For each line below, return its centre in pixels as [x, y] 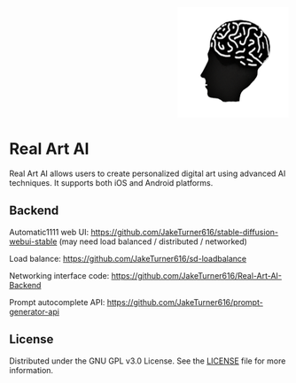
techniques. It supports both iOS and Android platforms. [111, 182]
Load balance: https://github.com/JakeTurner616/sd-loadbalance [128, 258]
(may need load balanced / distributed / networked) [153, 241]
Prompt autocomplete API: [57, 302]
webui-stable [33, 241]
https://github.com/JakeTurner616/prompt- [185, 302]
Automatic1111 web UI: [49, 232]
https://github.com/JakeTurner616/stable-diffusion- [185, 232]
